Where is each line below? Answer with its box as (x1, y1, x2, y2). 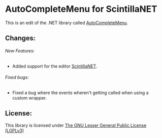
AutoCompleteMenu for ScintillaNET (5, 3, 158, 15)
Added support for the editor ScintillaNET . (12, 63, 97, 69)
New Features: (5, 48, 35, 54)
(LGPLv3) (5, 127, 24, 134)
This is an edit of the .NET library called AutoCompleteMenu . (5, 20, 128, 26)
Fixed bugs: (5, 74, 29, 80)
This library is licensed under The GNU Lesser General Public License (5, 122, 147, 128)
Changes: (5, 34, 36, 42)
